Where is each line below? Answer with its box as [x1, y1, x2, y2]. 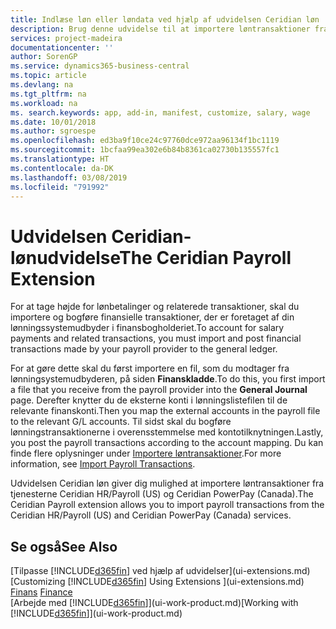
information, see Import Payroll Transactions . [10, 458, 196, 470]
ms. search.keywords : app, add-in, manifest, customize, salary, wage [10, 107, 311, 118]
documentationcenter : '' [10, 42, 114, 53]
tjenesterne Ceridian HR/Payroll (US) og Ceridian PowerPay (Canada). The [10, 488, 314, 500]
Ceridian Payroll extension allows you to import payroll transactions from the [10, 499, 325, 511]
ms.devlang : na [10, 80, 74, 90]
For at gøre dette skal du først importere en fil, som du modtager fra [10, 362, 290, 375]
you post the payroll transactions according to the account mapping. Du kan [10, 437, 324, 449]
